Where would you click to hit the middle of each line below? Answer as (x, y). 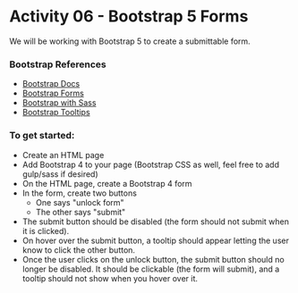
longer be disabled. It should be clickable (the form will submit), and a (151, 269)
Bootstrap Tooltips (56, 113)
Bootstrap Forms (53, 93)
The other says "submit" (81, 212)
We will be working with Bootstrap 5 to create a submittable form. (130, 41)
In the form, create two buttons (79, 193)
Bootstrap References (58, 64)
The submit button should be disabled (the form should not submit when (155, 222)
